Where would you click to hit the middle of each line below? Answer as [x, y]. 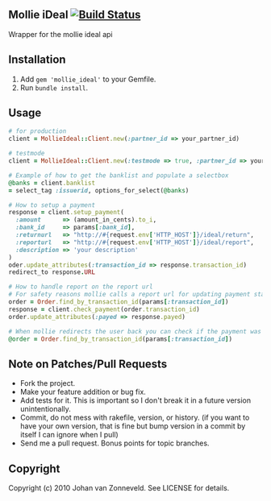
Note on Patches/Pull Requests [88, 364]
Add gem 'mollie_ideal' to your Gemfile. [88, 79]
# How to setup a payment [52, 205]
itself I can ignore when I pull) [69, 435]
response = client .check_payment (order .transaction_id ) [104, 309]
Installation [37, 60]
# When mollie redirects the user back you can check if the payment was [135, 331]
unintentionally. [45, 409]
